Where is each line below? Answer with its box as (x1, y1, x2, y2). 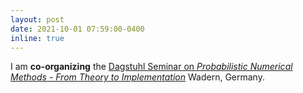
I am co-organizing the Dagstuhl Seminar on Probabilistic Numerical (10, 61, 293, 73)
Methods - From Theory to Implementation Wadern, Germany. (10, 71, 265, 83)
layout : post (10, 14, 65, 25)
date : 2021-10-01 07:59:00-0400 (10, 24, 145, 34)
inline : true (10, 33, 65, 43)
